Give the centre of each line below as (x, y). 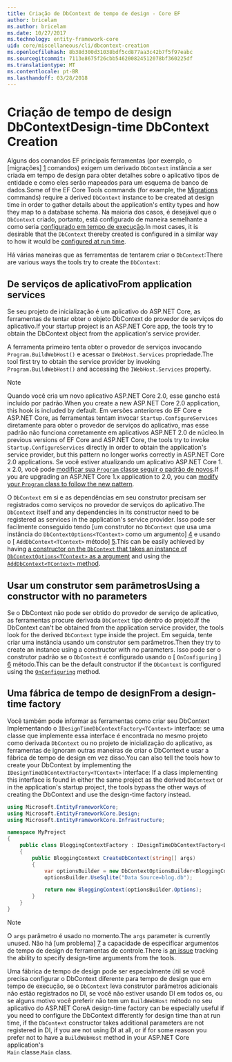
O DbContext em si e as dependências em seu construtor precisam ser (107, 497)
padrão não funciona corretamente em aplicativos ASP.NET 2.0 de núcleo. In (116, 432)
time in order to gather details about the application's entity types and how (113, 205)
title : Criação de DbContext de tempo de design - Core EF (94, 13)
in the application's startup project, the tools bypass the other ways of (107, 787)
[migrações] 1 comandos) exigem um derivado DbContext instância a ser (109, 168)
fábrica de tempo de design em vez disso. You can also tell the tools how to (114, 758)
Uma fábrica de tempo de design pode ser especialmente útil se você (106, 971)
